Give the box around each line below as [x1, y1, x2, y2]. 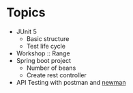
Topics [6, 5, 46, 21]
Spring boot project [16, 56, 71, 64]
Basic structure [26, 34, 70, 42]
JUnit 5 [16, 27, 37, 36]
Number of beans [26, 64, 76, 72]
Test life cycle [26, 42, 66, 50]
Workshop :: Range [16, 49, 70, 57]
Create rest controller [26, 70, 87, 79]
